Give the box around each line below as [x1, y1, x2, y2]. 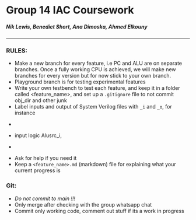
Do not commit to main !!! [14, 195, 76, 202]
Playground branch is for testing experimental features [14, 78, 146, 85]
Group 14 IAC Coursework [6, 4, 134, 17]
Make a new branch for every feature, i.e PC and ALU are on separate [14, 60, 183, 67]
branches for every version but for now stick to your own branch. [14, 72, 171, 79]
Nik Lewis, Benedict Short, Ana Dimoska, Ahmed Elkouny [6, 23, 148, 30]
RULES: [6, 47, 28, 55]
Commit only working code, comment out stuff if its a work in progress [14, 207, 185, 214]
